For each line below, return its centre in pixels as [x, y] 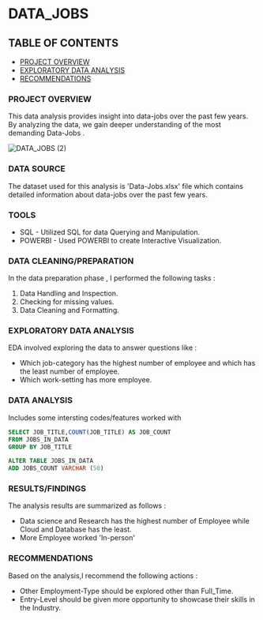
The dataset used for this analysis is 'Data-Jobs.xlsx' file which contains [126, 186]
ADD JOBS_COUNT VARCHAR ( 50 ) [56, 468]
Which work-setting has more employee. [86, 380]
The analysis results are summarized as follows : [87, 505]
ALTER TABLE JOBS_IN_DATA [51, 461]
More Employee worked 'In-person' [77, 538]
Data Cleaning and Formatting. [70, 310]
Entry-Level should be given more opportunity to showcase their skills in [137, 599]
